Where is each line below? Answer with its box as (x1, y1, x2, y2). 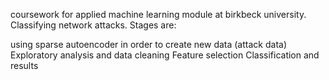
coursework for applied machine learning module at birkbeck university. (10, 9, 307, 20)
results (10, 60, 39, 71)
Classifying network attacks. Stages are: (10, 19, 177, 31)
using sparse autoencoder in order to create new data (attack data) (10, 39, 287, 50)
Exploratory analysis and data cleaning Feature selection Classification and (10, 49, 320, 61)
